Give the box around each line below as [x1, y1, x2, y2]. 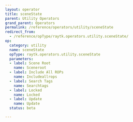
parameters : [9, 56, 34, 61]
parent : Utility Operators [5, 16, 59, 21]
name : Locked [14, 92, 40, 97]
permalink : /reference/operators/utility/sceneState [5, 25, 114, 30]
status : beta [9, 106, 36, 111]
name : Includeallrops [14, 74, 57, 79]
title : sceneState [5, 12, 42, 16]
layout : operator [5, 7, 40, 12]
